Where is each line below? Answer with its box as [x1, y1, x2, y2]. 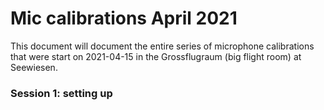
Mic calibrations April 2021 [10, 7, 238, 30]
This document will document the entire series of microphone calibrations [10, 40, 315, 52]
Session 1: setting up [10, 86, 113, 100]
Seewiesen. [10, 61, 58, 73]
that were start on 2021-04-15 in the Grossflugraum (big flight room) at [10, 50, 302, 62]
